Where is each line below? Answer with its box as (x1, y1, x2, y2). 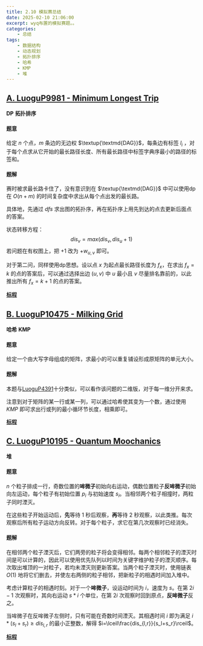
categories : (6, 25, 36, 32)
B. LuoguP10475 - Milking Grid (6, 309, 123, 319)
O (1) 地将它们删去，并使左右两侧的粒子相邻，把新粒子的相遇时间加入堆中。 (6, 571, 193, 578)
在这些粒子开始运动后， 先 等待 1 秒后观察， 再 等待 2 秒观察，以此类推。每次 (6, 511, 192, 518)
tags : (6, 37, 20, 43)
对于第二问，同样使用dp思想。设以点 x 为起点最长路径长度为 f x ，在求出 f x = (6, 261, 195, 270)
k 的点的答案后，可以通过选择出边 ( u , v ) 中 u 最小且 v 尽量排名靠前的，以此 (6, 270, 192, 277)
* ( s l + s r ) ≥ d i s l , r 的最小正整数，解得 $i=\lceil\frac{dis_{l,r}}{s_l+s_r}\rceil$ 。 (6, 619, 197, 628)
